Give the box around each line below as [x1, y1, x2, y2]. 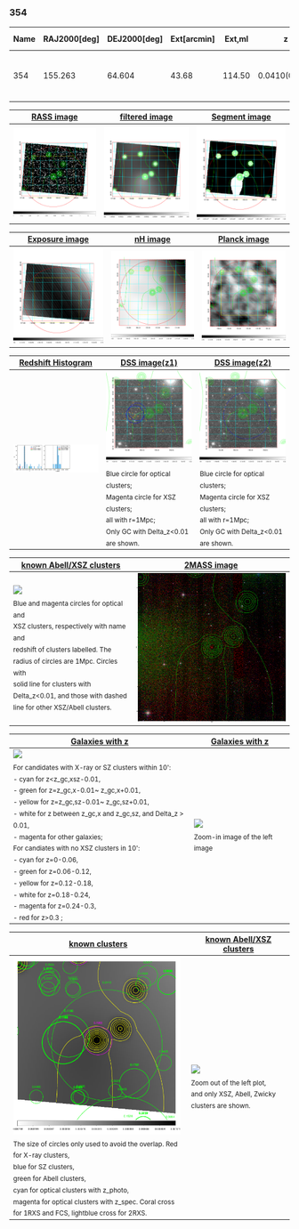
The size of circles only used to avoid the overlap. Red [12, 1139, 178, 1149]
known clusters [69, 939, 128, 950]
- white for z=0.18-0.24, [12, 890, 91, 900]
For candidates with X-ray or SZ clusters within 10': [12, 763, 172, 772]
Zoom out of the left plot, [190, 1079, 267, 1088]
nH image [133, 234, 171, 245]
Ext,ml [224, 34, 249, 44]
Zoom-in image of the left [194, 832, 273, 842]
